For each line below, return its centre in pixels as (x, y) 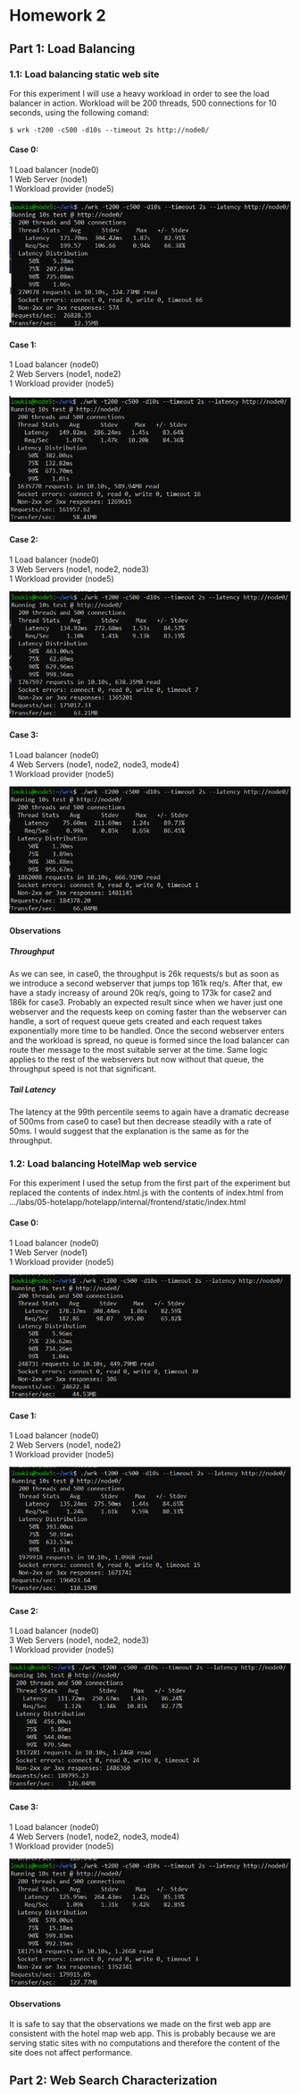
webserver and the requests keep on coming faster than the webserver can (148, 1012)
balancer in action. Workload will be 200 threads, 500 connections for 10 (143, 103)
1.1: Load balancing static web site (84, 74)
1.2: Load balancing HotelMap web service (104, 1164)
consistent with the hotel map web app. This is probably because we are (142, 2033)
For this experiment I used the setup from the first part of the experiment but (150, 1184)
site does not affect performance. (71, 2052)
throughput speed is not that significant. (83, 1069)
